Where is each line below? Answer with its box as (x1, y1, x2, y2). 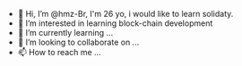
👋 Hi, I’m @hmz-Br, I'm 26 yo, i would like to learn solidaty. (17, 9, 234, 19)
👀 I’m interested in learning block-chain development (17, 18, 213, 29)
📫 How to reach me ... (17, 47, 101, 57)
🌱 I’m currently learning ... (17, 28, 114, 37)
